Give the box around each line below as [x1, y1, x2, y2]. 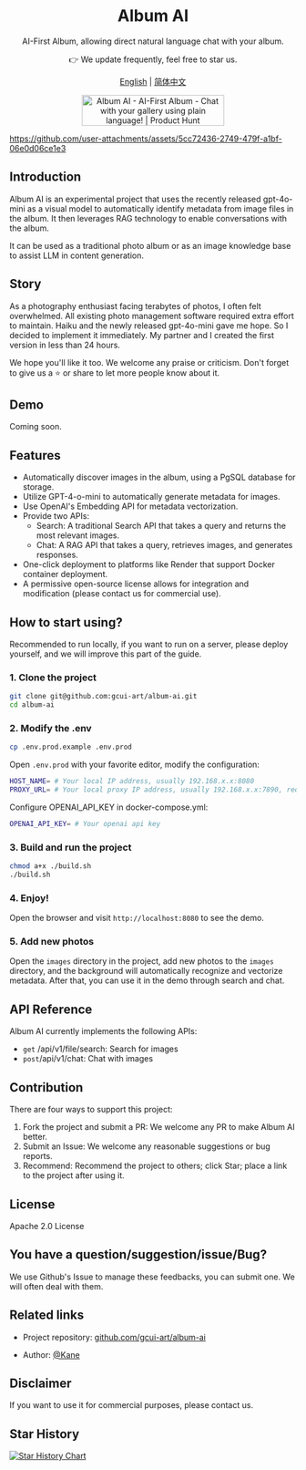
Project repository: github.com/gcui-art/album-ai [22, 1331, 207, 1342]
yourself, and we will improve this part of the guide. [9, 648, 202, 659]
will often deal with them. [9, 1280, 104, 1291]
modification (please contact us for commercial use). [22, 588, 221, 599]
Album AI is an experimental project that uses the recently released [9, 193, 261, 204]
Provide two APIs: [22, 511, 89, 522]
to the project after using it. [22, 1170, 125, 1181]
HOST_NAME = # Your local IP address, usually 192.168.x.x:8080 [9, 777, 255, 786]
